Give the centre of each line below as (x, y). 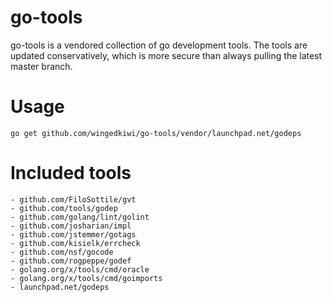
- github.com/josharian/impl (71, 226)
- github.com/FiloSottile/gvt (73, 199)
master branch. (41, 66)
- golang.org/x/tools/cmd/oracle (80, 269)
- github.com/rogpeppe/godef (71, 261)
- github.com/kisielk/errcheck (75, 243)
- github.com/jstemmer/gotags (73, 234)
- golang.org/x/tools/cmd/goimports (86, 278)
